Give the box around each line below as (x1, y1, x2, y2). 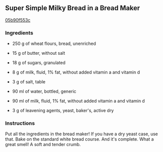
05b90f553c (5, 17, 31, 23)
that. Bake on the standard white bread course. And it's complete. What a (5, 136, 154, 142)
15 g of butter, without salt (12, 50, 65, 56)
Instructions (5, 120, 35, 127)
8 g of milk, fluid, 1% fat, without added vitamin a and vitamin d (12, 69, 140, 76)
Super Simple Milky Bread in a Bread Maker (5, 4, 140, 12)
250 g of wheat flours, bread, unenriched (12, 40, 96, 46)
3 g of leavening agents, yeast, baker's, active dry (12, 108, 114, 114)
